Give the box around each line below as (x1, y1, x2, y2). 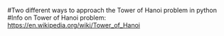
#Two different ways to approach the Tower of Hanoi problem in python (7, 6, 218, 14)
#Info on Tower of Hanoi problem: (7, 13, 107, 22)
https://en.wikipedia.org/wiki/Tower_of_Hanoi (7, 21, 141, 29)
